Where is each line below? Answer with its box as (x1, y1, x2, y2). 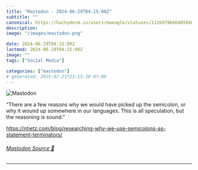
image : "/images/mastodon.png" (6, 31, 83, 36)
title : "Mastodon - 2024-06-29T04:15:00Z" (6, 8, 112, 15)
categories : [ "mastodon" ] (6, 68, 70, 74)
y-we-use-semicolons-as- (102, 125, 166, 132)
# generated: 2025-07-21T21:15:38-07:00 (6, 74, 107, 79)
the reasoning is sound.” (6, 114, 65, 121)
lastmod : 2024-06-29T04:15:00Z (6, 46, 83, 53)
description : (6, 25, 38, 31)
